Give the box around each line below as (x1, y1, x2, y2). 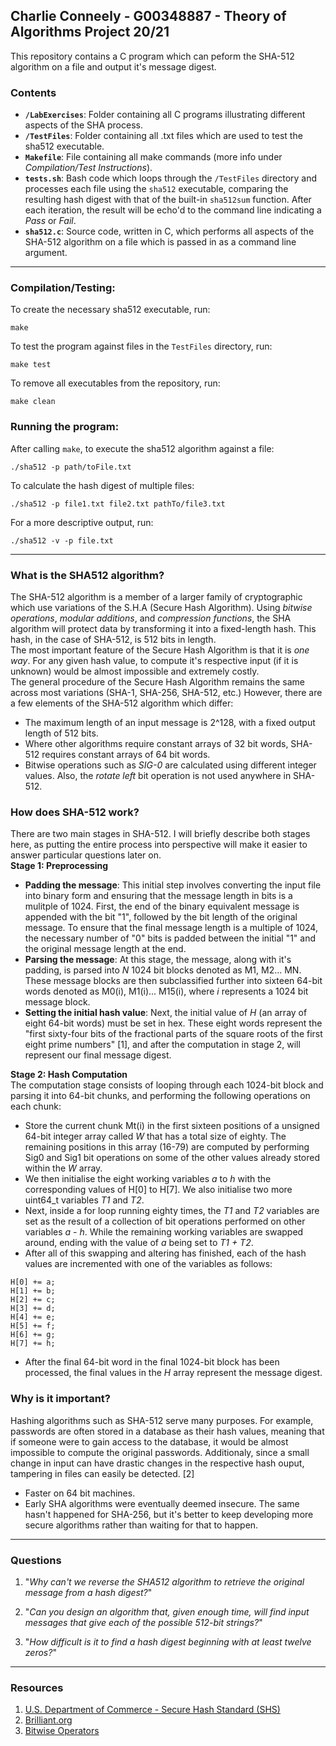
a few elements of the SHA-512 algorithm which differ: (10, 697, 234, 709)
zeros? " (24, 1646, 57, 1658)
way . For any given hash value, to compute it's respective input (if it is (10, 655, 299, 666)
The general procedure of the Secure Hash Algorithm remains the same (10, 676, 305, 688)
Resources (10, 1680, 64, 1694)
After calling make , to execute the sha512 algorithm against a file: (10, 442, 275, 454)
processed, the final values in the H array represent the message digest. (24, 1367, 323, 1379)
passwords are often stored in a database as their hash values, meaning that (10, 1425, 325, 1437)
